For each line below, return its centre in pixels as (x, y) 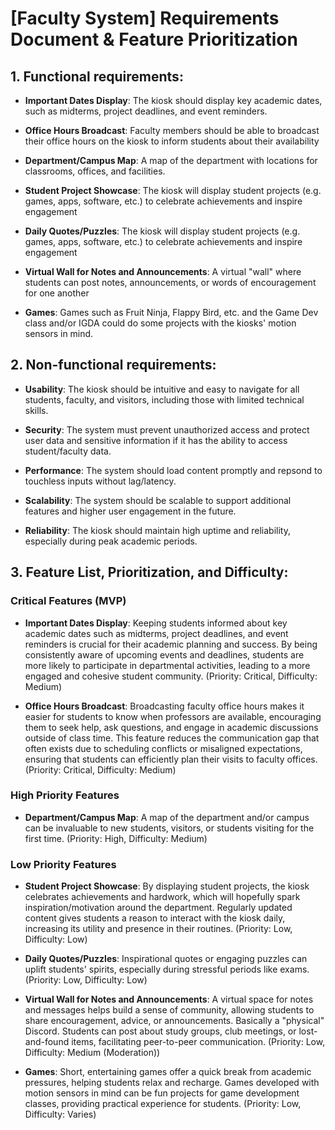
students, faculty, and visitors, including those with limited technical (164, 399)
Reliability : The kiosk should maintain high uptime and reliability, (157, 530)
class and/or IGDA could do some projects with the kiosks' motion (160, 323)
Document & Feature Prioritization (154, 39)
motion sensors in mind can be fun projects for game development (162, 1093)
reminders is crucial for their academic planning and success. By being (171, 644)
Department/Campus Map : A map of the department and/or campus (167, 817)
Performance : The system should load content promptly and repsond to (173, 470)
